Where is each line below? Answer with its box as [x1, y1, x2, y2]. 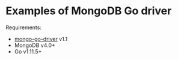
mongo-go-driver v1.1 [14, 35, 67, 42]
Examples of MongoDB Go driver [5, 4, 172, 18]
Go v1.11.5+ [14, 48, 42, 55]
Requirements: [5, 24, 41, 31]
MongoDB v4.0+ [14, 42, 55, 49]
